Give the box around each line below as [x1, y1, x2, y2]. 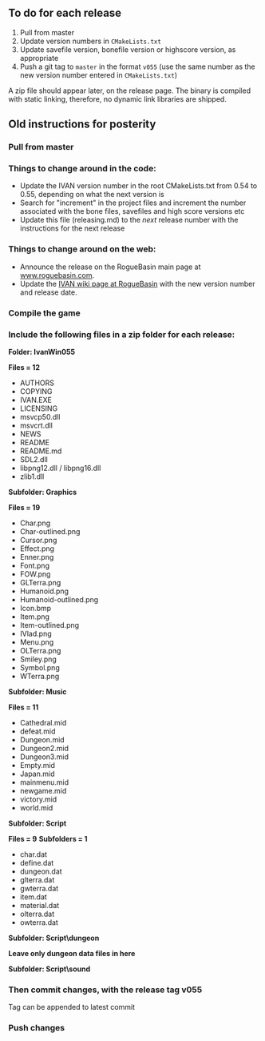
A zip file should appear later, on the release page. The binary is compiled [8, 86, 251, 95]
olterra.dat [19, 909, 55, 918]
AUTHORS [19, 378, 54, 388]
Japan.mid [19, 769, 55, 778]
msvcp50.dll [19, 412, 61, 421]
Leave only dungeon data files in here [8, 948, 136, 958]
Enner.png [19, 552, 54, 561]
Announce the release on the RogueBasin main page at [19, 262, 201, 271]
